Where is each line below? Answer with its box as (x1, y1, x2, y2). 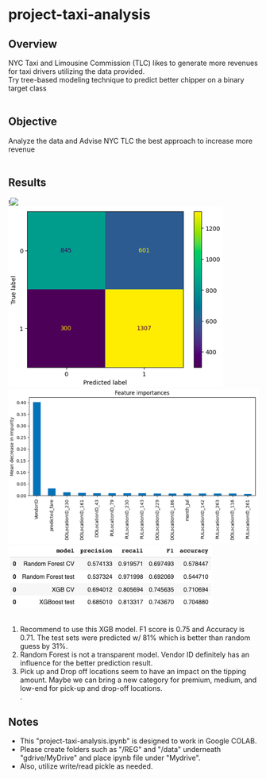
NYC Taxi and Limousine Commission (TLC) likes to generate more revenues (8, 58, 258, 67)
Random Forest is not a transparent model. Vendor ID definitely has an (19, 650, 250, 660)
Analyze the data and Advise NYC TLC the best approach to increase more (8, 136, 253, 145)
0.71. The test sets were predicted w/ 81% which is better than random (19, 633, 251, 642)
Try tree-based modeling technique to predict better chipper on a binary (8, 75, 245, 84)
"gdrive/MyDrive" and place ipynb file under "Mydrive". (19, 753, 201, 763)
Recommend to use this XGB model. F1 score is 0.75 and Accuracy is (19, 625, 245, 634)
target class (8, 83, 47, 93)
